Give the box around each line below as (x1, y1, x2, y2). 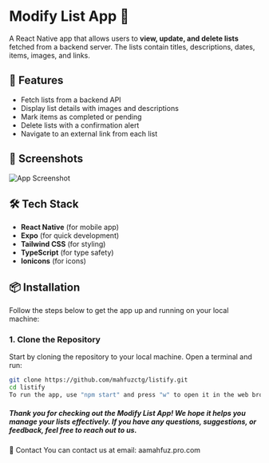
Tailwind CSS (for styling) (20, 239, 106, 249)
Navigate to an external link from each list (20, 129, 158, 138)
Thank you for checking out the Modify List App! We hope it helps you (9, 408, 246, 417)
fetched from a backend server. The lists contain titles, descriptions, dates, (9, 42, 255, 51)
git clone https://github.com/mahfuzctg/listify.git (9, 376, 188, 384)
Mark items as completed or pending (20, 112, 142, 121)
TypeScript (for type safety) (20, 247, 114, 258)
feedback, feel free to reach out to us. (9, 425, 137, 434)
